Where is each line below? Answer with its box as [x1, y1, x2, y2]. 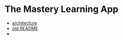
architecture [11, 20, 37, 26]
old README [11, 25, 38, 31]
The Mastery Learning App [4, 3, 118, 15]
